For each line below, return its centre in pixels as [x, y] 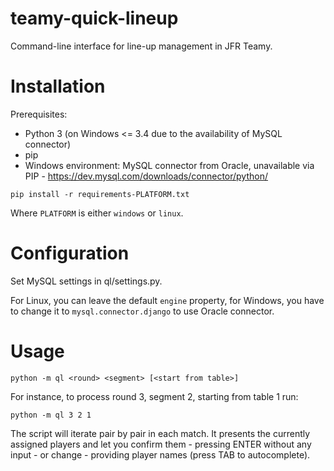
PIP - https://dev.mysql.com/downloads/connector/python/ [146, 176]
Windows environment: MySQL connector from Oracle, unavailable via [169, 165]
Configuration [70, 253]
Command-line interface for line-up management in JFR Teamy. [141, 46]
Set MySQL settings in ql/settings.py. [86, 281]
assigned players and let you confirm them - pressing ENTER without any [161, 444]
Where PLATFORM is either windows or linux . [97, 213]
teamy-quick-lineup [94, 18]
